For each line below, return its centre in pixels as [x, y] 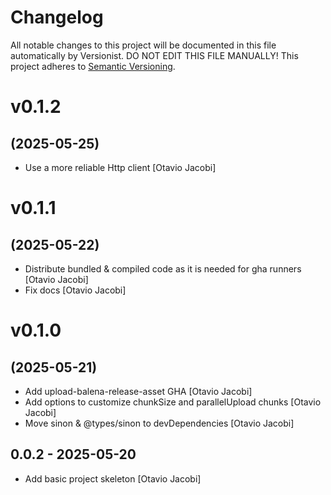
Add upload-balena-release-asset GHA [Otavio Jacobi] [138, 391]
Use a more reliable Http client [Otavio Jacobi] [120, 167]
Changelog [57, 17]
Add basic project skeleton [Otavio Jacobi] [113, 478]
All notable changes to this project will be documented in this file [143, 45]
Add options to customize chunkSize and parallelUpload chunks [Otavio [173, 402]
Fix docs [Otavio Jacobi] [75, 290]
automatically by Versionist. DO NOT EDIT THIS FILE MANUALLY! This [154, 55]
